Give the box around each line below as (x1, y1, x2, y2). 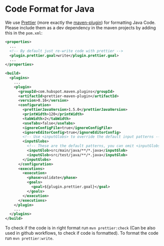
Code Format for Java (5, 3, 95, 15)
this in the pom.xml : (5, 30, 43, 36)
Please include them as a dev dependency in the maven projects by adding (5, 24, 156, 30)
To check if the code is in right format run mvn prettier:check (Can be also (5, 225, 156, 231)
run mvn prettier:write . (5, 235, 54, 241)
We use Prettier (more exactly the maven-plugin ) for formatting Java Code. (5, 20, 156, 25)
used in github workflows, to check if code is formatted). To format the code (5, 230, 159, 236)
